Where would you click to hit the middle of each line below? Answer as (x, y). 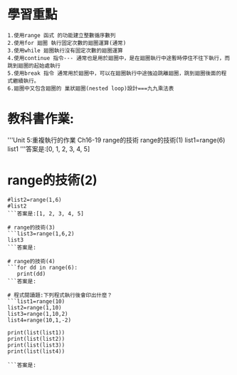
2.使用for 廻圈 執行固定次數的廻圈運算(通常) (67, 43)
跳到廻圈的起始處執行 (34, 66)
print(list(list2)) (36, 339)
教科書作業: (41, 119)
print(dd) (31, 274)
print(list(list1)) (36, 332)
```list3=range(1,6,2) (41, 233)
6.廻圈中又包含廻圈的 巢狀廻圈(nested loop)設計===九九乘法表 (91, 88)
